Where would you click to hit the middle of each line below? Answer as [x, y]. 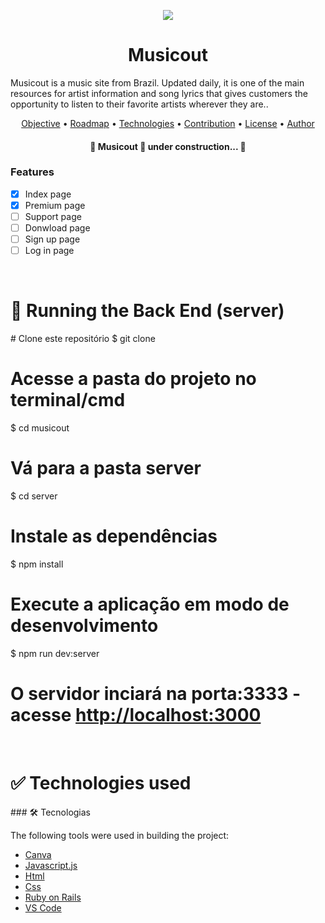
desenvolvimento [84, 626]
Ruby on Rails [53, 897]
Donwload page [57, 228]
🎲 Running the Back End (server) [147, 311]
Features [32, 172]
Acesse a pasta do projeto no [133, 379]
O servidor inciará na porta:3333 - [155, 694]
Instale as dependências [114, 536]
